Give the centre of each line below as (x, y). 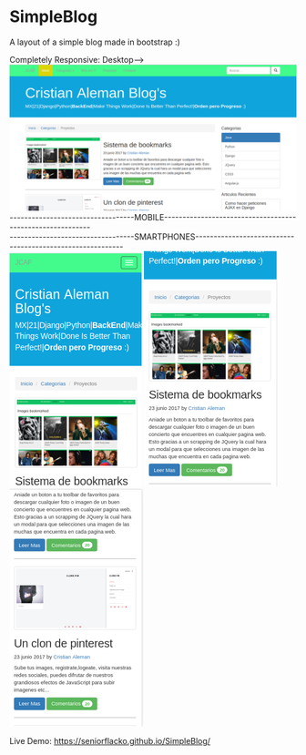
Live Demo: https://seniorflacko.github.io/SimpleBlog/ (110, 740)
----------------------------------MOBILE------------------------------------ (153, 217)
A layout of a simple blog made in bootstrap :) (95, 42)
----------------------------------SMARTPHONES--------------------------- (152, 236)
